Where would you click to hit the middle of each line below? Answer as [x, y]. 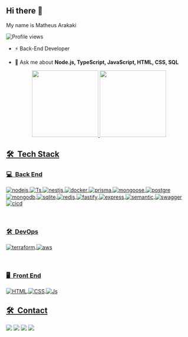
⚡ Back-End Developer [42, 48]
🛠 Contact [27, 311]
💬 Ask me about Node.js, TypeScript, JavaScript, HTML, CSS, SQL [96, 62]
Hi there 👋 [24, 11]
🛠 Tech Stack [33, 154]
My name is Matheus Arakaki [41, 25]
